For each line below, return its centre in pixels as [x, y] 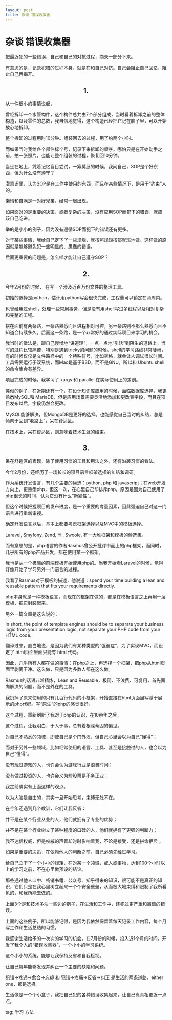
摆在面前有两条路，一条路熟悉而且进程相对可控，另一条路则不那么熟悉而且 [84, 326]
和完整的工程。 [21, 315]
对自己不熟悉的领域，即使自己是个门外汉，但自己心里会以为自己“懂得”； [81, 737]
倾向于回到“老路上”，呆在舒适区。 [41, 421]
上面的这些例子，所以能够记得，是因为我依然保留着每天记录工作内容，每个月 [86, 921]
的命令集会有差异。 [26, 369]
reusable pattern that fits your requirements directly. [60, 586]
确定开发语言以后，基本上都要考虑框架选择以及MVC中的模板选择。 [76, 524]
